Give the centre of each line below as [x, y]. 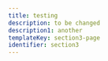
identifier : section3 [44, 45]
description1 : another [45, 30]
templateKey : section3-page [54, 38]
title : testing [33, 15]
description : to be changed [54, 23]
